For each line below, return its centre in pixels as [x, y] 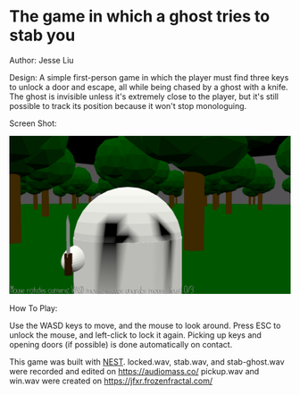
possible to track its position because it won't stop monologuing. [128, 105]
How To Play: [33, 308]
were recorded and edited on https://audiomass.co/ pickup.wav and [134, 372]
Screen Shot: [33, 123]
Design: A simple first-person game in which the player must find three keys [149, 77]
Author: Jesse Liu [42, 60]
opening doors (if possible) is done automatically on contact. [121, 345]
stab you [42, 35]
